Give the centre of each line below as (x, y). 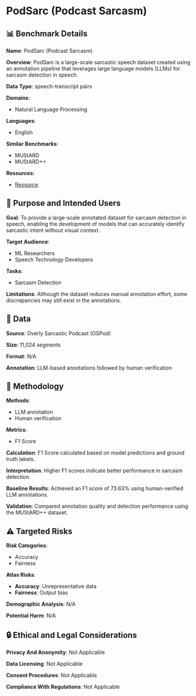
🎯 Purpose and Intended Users (63, 203)
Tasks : (15, 271)
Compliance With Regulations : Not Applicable (63, 687)
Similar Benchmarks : (32, 144)
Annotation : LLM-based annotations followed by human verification (89, 368)
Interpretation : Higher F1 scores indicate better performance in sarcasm (94, 471)
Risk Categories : (27, 546)
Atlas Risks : (21, 575)
